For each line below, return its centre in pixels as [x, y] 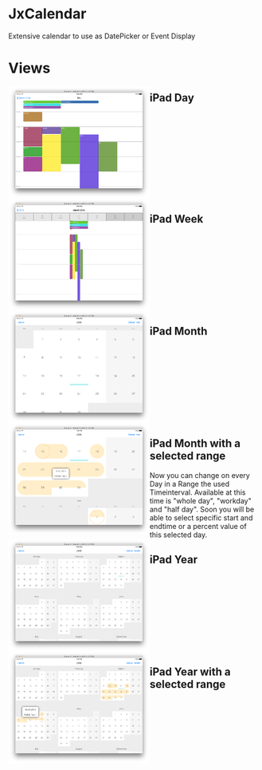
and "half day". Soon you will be [202, 509]
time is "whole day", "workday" [201, 500]
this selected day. [179, 535]
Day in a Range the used [190, 484]
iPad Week [177, 219]
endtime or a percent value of [198, 526]
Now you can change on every [200, 475]
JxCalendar [47, 14]
